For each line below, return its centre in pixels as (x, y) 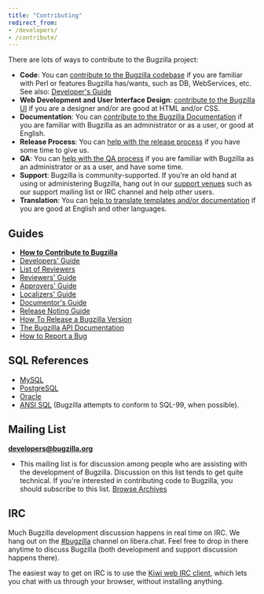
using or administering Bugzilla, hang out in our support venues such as (136, 184)
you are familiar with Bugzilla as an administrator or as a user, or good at (136, 125)
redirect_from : (33, 23)
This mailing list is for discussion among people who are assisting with (133, 463)
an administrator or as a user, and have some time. (101, 167)
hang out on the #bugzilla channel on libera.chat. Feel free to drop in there (128, 541)
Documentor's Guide (53, 303)
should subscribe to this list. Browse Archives (93, 489)
